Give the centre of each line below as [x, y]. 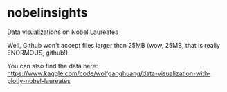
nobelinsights [47, 13]
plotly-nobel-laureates [39, 80]
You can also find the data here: [53, 66]
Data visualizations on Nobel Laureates [63, 32]
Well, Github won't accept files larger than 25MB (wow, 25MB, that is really [113, 45]
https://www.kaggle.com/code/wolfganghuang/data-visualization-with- [109, 73]
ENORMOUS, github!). [39, 53]
